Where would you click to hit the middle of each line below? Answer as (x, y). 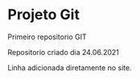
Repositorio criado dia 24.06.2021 (64, 52)
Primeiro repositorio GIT (47, 37)
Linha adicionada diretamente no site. (70, 67)
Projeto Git (43, 15)
